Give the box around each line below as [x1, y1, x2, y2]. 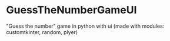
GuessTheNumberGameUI [6, 3, 137, 17]
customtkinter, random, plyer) [6, 28, 78, 35]
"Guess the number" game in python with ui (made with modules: [6, 23, 165, 29]
